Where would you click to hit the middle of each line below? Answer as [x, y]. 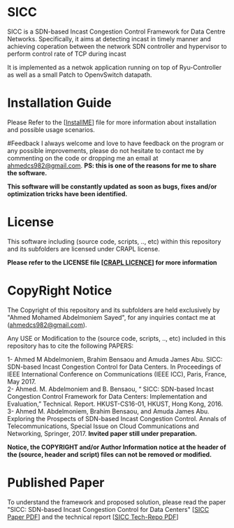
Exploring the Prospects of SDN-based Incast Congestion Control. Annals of [117, 418]
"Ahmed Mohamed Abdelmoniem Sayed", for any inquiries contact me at [111, 317]
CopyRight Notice [60, 291]
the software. [27, 173]
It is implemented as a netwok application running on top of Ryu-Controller [115, 67]
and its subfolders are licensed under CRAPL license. [84, 249]
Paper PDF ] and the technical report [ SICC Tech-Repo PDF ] [93, 517]
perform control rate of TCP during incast [67, 54]
